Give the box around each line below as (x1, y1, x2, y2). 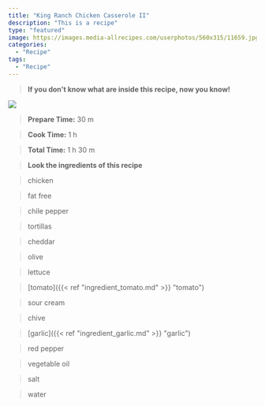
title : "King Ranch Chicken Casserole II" (8, 11, 150, 20)
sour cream (27, 297, 65, 307)
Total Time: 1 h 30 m (27, 145, 95, 155)
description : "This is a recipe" (8, 19, 118, 27)
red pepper (27, 344, 65, 353)
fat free (27, 191, 52, 200)
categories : (8, 41, 47, 49)
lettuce (27, 267, 50, 277)
